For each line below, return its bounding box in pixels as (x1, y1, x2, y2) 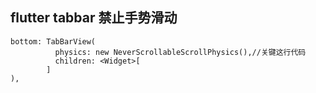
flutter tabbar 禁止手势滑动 (10, 9, 178, 27)
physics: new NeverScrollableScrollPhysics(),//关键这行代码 (54, 47, 307, 57)
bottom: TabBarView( (10, 36, 97, 47)
